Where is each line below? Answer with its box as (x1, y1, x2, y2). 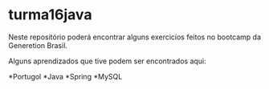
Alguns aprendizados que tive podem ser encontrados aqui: (8, 56, 206, 66)
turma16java (8, 6, 92, 24)
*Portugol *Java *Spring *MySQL (8, 71, 123, 81)
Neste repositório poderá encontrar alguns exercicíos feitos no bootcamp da (8, 32, 262, 42)
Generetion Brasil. (8, 40, 68, 50)
